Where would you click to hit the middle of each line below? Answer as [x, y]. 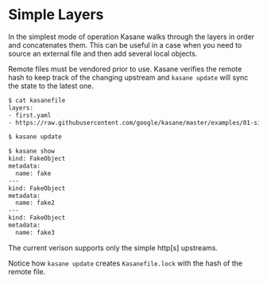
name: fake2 [35, 203]
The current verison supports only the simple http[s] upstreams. [113, 247]
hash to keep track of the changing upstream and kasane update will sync [128, 77]
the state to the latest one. [51, 86]
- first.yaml [30, 115]
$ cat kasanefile [37, 100]
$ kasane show [32, 151]
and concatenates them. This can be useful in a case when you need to [125, 45]
